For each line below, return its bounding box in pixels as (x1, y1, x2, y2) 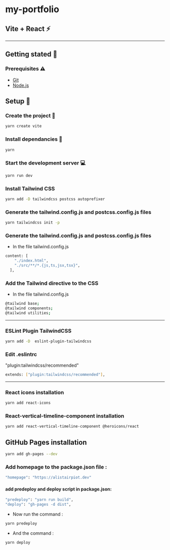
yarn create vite (5, 123, 42, 129)
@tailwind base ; (5, 301, 39, 306)
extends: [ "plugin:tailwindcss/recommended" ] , (5, 372, 105, 377)
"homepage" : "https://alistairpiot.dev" (5, 475, 92, 480)
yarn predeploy (5, 521, 37, 526)
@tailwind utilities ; (5, 310, 51, 315)
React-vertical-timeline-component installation (5, 412, 124, 419)
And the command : (12, 530, 54, 536)
